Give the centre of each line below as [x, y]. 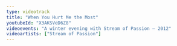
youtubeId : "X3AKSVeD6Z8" [39, 23]
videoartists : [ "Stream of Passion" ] [54, 34]
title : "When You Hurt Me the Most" [52, 17]
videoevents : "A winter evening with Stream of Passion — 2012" [89, 28]
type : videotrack [28, 12]
